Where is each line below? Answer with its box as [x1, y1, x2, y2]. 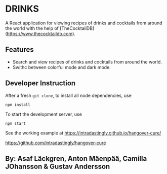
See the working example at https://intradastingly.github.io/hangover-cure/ [5, 130, 161, 136]
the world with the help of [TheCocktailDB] [5, 25, 95, 31]
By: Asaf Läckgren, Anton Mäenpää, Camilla [5, 154, 147, 163]
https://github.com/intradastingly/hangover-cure [5, 140, 106, 146]
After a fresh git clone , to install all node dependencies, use [5, 92, 132, 98]
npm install [5, 102, 30, 107]
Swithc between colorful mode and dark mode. [12, 64, 111, 70]
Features [5, 45, 34, 54]
